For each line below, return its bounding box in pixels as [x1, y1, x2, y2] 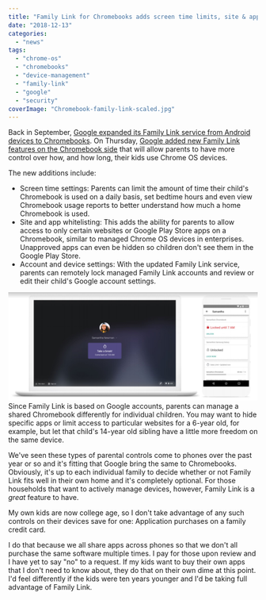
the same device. [8, 435, 65, 444]
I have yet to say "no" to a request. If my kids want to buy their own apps [8, 556, 245, 567]
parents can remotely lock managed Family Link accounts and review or [19, 268, 255, 278]
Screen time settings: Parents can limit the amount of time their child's [19, 183, 249, 194]
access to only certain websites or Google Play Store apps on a [19, 226, 227, 236]
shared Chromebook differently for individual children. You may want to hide [8, 410, 257, 419]
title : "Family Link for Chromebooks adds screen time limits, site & [8, 13, 246, 21]
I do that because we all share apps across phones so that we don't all [8, 540, 238, 549]
